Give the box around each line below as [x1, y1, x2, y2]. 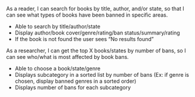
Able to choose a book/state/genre [14, 65, 101, 72]
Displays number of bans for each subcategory [14, 84, 131, 91]
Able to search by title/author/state [14, 23, 101, 30]
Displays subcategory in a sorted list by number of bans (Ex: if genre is [14, 71, 190, 78]
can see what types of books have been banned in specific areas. [6, 11, 168, 18]
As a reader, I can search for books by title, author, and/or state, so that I [6, 5, 185, 12]
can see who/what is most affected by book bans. [6, 54, 129, 60]
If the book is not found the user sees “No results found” [14, 36, 154, 42]
